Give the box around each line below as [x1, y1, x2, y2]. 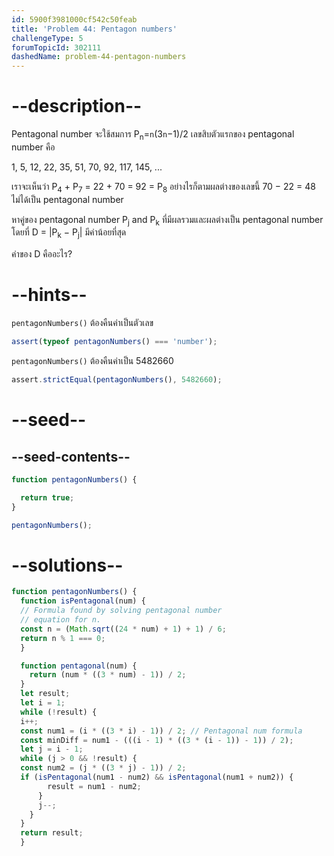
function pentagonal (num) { [20, 661, 138, 671]
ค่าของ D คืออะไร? [11, 248, 73, 260]
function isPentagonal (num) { [20, 596, 146, 606]
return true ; [20, 492, 75, 503]
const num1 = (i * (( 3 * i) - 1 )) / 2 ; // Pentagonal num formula [20, 726, 303, 736]
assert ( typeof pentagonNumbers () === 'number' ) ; [11, 337, 218, 347]
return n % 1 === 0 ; [20, 633, 106, 643]
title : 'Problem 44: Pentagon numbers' [11, 24, 178, 34]
